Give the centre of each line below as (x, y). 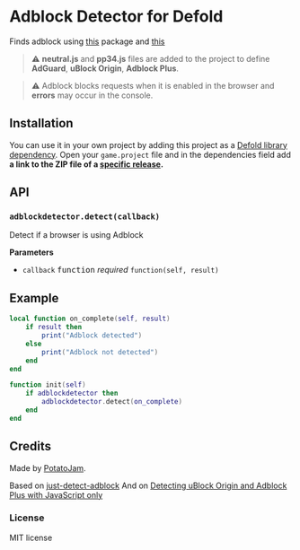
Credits (31, 446)
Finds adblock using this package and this (87, 41)
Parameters (31, 252)
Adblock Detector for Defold (116, 17)
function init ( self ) (48, 385)
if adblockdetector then (72, 393)
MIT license (31, 537)
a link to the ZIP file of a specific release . (87, 164)
